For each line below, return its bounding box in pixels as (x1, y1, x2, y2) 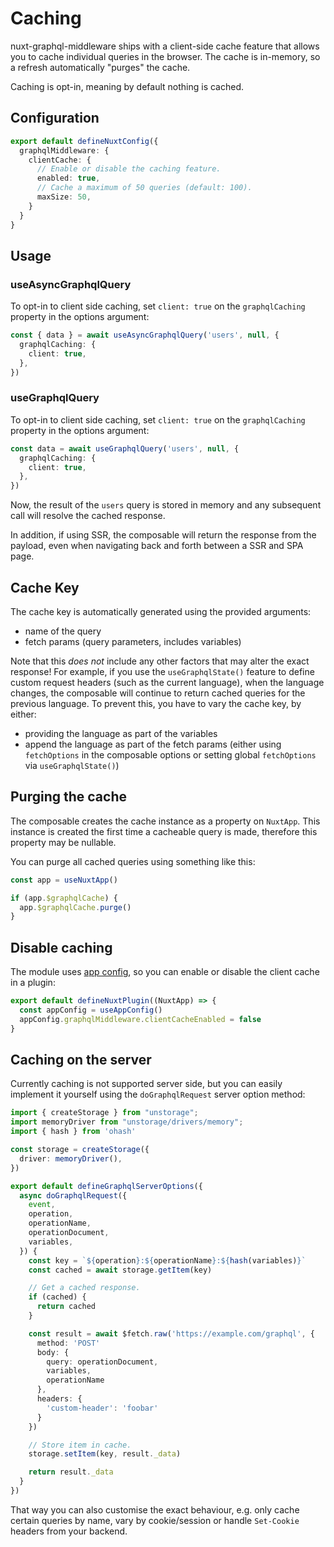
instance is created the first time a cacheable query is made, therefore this (10, 825, 318, 837)
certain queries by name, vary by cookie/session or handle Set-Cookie (10, 1514, 300, 1526)
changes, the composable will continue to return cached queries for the (10, 687, 306, 699)
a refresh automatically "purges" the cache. (10, 61, 191, 73)
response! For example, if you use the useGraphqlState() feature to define (10, 666, 315, 678)
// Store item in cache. (28, 1440, 132, 1450)
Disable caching (10, 939, 113, 956)
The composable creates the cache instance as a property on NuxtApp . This (10, 815, 321, 827)
